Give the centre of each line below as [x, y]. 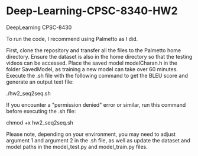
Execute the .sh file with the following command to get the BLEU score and [97, 75]
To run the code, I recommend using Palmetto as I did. [72, 39]
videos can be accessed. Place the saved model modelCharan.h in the [92, 63]
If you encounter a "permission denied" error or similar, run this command [96, 104]
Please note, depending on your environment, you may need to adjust [91, 134]
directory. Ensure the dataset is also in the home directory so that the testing [99, 56]
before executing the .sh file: [41, 111]
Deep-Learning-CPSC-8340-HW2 [92, 11]
